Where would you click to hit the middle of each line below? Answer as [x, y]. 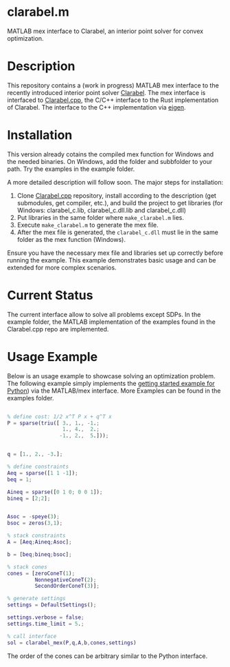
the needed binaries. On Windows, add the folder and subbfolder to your [110, 161]
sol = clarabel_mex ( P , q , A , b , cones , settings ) [72, 643]
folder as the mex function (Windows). [71, 239]
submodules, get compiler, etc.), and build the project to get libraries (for [120, 203]
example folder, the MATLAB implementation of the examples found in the [112, 322]
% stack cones [27, 567]
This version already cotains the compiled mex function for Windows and [111, 154]
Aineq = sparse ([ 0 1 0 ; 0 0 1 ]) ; [55, 492]
